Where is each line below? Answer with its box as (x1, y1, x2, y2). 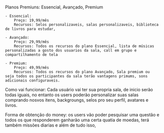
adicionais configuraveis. (5, 78, 60, 83)
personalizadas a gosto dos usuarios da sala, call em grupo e (5, 48, 137, 53)
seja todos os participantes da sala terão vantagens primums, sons (5, 74, 148, 79)
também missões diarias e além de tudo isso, (5, 122, 96, 128)
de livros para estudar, (5, 27, 56, 31)
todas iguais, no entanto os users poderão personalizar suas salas (5, 92, 139, 98)
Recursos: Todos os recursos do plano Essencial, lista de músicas (14, 44, 154, 49)
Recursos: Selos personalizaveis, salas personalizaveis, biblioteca (14, 22, 159, 27)
